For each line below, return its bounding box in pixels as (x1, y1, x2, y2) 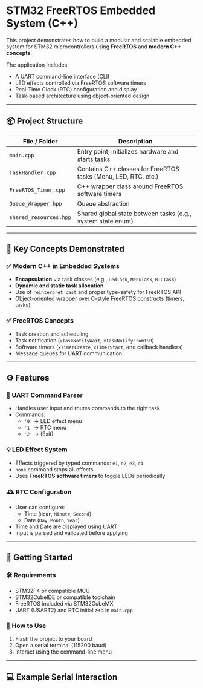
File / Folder (23, 137, 58, 145)
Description (118, 137, 153, 145)
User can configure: (14, 503, 65, 511)
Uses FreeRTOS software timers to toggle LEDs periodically (14, 472, 166, 479)
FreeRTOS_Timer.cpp (9, 186, 65, 194)
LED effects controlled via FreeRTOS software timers (14, 79, 147, 87)
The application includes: (6, 61, 69, 68)
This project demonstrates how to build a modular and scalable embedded (6, 36, 192, 44)
